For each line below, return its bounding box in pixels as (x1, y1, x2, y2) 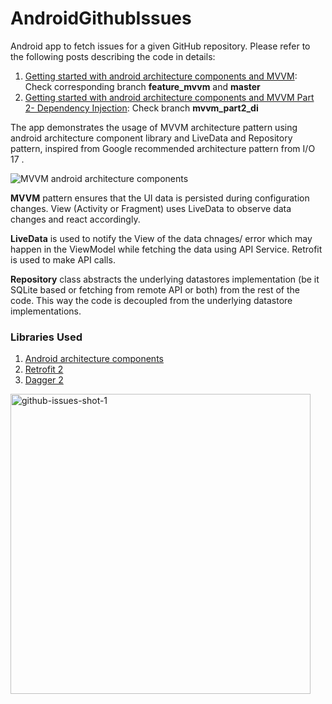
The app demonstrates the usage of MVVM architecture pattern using (10, 121, 298, 133)
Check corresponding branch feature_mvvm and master (24, 80, 261, 92)
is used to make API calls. (10, 253, 116, 266)
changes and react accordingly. (10, 213, 141, 225)
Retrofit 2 (24, 363, 64, 376)
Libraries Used (10, 330, 83, 344)
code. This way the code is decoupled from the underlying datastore (10, 294, 293, 306)
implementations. (10, 305, 82, 317)
